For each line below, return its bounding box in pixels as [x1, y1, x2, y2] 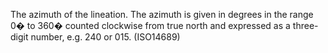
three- [292, 20, 319, 31]
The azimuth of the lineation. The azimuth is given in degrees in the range [10, 9, 314, 20]
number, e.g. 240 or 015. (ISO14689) [30, 31, 181, 43]
